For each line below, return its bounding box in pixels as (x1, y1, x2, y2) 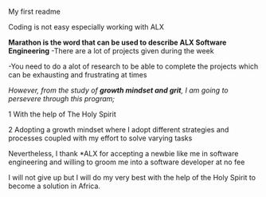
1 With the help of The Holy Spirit (8, 109, 117, 119)
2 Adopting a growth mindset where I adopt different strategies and (8, 125, 229, 134)
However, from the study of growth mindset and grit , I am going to (8, 85, 229, 95)
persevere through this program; (8, 94, 115, 103)
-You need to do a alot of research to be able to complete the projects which (8, 61, 259, 71)
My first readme (8, 7, 61, 16)
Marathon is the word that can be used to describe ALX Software (8, 37, 227, 47)
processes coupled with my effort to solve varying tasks (8, 133, 193, 143)
